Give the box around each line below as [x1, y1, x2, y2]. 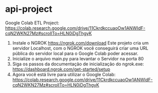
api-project [5, 3, 53, 15]
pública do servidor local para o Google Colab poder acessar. [12, 50, 139, 56]
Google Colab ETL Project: [5, 20, 60, 26]
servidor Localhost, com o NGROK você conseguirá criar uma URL [12, 45, 149, 51]
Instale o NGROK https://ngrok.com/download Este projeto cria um [12, 40, 149, 46]
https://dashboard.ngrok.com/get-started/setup [12, 66, 110, 72]
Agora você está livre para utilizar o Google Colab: [12, 71, 116, 77]
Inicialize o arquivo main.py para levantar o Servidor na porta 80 [12, 55, 144, 61]
